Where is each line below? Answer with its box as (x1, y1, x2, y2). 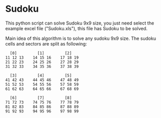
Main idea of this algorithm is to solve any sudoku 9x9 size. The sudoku (5, 35, 156, 41)
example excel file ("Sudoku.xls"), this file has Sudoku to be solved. (5, 25, 148, 31)
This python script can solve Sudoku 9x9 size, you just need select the (5, 20, 154, 26)
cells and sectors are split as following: (5, 40, 87, 46)
